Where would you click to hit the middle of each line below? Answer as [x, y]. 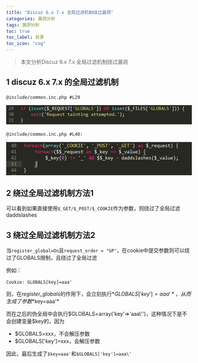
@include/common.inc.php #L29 [43, 97]
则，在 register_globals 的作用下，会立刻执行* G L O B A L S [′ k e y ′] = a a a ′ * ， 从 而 [99, 294]
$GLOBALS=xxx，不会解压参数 [52, 334]
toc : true [18, 31]
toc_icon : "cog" [26, 44]
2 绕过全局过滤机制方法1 [50, 193]
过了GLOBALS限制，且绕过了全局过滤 [52, 258]
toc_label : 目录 [25, 37]
